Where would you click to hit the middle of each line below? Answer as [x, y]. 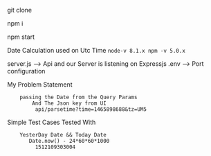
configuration [26, 71]
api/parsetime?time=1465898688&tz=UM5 [91, 110]
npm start [21, 37]
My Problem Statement [40, 85]
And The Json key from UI [70, 103]
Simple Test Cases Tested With [52, 122]
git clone [20, 10]
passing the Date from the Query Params [79, 97]
